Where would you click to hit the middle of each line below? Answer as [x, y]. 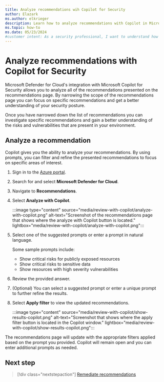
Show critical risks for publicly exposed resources [70, 259]
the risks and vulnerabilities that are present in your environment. [71, 125]
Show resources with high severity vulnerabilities [69, 269]
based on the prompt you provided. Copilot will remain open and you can [78, 342]
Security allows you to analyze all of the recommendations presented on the [82, 90]
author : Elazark [21, 14]
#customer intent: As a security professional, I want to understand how [82, 37]
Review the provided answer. [41, 279]
